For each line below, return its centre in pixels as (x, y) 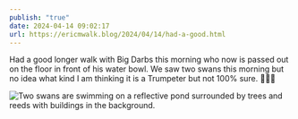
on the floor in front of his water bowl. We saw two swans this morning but (147, 69)
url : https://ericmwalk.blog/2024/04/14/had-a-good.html (118, 34)
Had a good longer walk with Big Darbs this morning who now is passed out (149, 60)
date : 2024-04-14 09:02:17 (60, 26)
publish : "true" (39, 17)
